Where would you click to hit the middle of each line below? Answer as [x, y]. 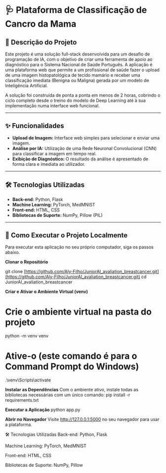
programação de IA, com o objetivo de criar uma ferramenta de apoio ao [79, 59]
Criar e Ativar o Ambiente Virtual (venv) [46, 292]
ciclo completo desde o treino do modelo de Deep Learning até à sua [75, 100]
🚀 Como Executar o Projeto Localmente [66, 235]
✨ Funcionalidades [35, 126]
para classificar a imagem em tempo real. [54, 153]
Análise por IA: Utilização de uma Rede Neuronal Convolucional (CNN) [84, 148]
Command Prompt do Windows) [72, 366]
